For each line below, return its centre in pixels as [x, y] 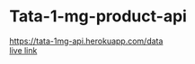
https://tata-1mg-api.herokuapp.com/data [86, 41]
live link [23, 50]
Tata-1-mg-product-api [98, 16]
